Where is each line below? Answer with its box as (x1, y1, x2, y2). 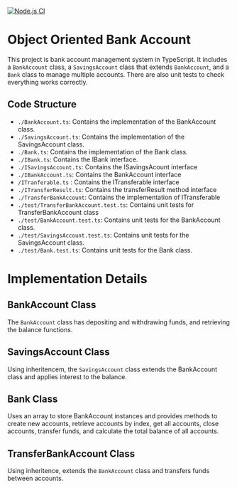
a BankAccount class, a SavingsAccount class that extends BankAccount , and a (7, 63, 229, 71)
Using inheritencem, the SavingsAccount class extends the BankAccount (7, 365, 218, 373)
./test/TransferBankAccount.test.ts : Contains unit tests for (17, 200, 194, 209)
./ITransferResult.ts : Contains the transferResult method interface (17, 185, 217, 193)
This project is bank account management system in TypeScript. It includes (7, 55, 228, 63)
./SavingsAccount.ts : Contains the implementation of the (17, 132, 185, 141)
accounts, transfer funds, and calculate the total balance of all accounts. (7, 427, 219, 435)
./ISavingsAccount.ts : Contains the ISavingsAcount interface (17, 162, 198, 171)
